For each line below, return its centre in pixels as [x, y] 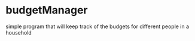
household [19, 32]
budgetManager [47, 10]
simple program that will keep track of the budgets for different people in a [97, 26]
